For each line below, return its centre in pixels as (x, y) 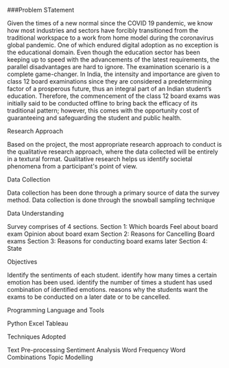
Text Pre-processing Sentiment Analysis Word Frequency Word (96, 350)
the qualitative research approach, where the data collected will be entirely (112, 151)
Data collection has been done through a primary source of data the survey (113, 193)
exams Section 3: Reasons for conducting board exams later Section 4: (107, 241)
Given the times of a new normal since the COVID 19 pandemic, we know (110, 23)
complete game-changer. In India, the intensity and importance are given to (114, 74)
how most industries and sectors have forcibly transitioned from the (103, 30)
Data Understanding (36, 213)
